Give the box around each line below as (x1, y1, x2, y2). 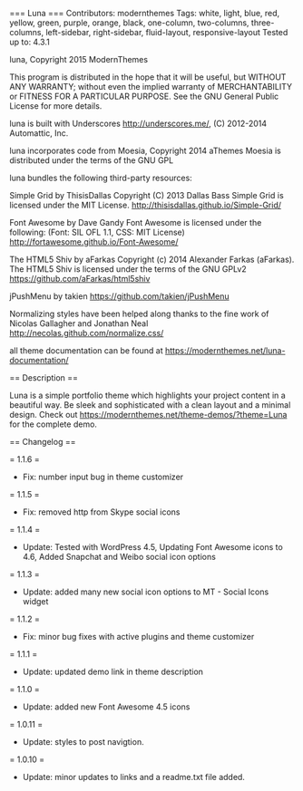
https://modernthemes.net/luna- (164, 345, 286, 356)
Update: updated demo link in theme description (22, 666, 204, 677)
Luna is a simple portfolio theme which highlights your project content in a (9, 390, 286, 400)
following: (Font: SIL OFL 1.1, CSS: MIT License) (9, 227, 186, 237)
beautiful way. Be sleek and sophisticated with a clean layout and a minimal (9, 400, 291, 410)
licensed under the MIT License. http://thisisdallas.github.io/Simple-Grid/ (9, 199, 282, 210)
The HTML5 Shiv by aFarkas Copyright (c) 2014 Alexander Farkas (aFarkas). (9, 254, 295, 265)
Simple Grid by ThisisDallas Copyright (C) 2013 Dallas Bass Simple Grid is (9, 190, 284, 200)
